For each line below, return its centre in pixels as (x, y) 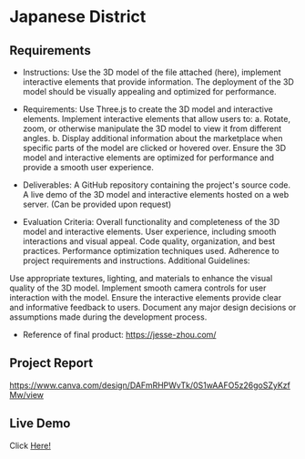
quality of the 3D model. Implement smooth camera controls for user (138, 288)
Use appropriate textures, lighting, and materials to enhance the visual (141, 278)
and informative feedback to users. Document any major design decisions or (153, 307)
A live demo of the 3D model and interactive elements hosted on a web (156, 194)
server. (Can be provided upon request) (97, 204)
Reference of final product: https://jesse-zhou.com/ (119, 335)
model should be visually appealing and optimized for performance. (149, 92)
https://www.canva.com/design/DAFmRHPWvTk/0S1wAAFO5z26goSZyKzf (150, 385)
